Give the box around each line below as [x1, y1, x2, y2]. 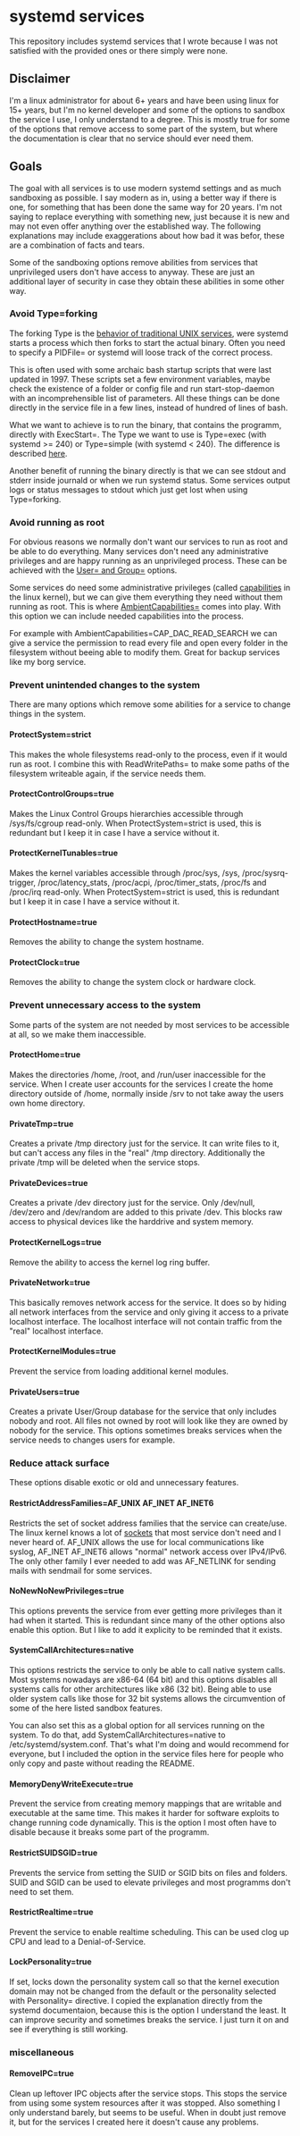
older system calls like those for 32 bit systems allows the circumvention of [9, 1694, 286, 1704]
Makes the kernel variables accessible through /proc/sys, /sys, [9, 868, 240, 879]
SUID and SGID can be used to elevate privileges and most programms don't [9, 1877, 291, 1888]
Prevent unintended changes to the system [9, 679, 201, 692]
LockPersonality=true [9, 1956, 92, 1967]
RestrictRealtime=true [9, 1906, 94, 1918]
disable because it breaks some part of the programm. [9, 1827, 210, 1837]
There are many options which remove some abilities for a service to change [9, 699, 291, 710]
